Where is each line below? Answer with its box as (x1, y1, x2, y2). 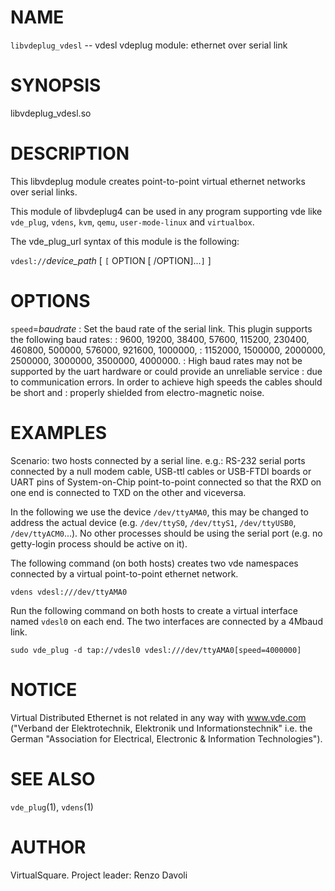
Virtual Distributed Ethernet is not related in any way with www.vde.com (10, 711, 307, 723)
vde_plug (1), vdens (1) (10, 801, 94, 813)
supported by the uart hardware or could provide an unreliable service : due (10, 365, 323, 377)
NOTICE (10, 678, 78, 701)
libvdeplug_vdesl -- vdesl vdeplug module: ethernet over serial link (10, 39, 288, 51)
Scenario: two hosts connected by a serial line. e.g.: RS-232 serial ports (10, 454, 306, 466)
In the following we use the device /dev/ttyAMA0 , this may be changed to (10, 506, 309, 518)
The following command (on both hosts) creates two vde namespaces (10, 557, 299, 569)
